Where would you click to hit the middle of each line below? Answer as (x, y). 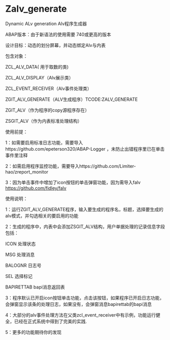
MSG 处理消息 (20, 254)
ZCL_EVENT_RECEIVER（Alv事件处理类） (49, 88)
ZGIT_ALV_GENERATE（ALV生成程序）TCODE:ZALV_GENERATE (72, 99)
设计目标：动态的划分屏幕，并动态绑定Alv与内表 (55, 45)
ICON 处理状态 (21, 244)
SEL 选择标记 (19, 276)
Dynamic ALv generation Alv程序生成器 (46, 23)
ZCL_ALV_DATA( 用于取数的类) (37, 67)
